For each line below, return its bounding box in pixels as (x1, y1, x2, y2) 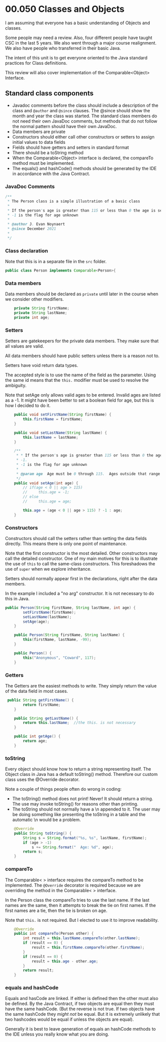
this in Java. (5, 595, 30, 601)
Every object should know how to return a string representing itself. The (5, 766, 152, 772)
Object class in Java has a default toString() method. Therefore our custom (5, 771, 158, 777)
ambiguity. (5, 382, 27, 389)
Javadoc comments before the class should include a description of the (12, 102, 159, 108)
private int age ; (14, 315, 50, 320)
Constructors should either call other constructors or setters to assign (12, 134, 155, 139)
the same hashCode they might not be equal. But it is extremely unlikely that (5, 1011, 160, 1017)
